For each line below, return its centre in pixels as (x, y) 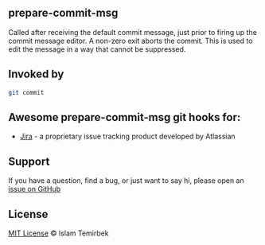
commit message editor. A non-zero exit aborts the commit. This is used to (131, 41)
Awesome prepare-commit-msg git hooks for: (125, 117)
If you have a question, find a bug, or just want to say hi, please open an (126, 181)
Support (29, 161)
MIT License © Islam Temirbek (58, 233)
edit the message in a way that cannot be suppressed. (97, 49)
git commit (26, 92)
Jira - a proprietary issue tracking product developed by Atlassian (128, 136)
